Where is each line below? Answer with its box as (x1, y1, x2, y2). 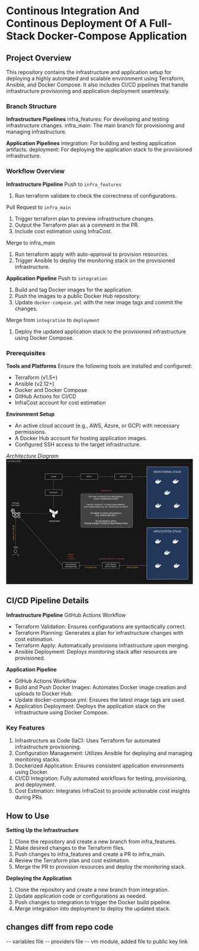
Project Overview (6, 53, 72, 63)
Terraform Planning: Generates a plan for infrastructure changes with (14, 629, 184, 636)
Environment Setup (6, 410, 55, 417)
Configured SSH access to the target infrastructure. (14, 441, 141, 448)
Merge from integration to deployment (6, 316, 100, 323)
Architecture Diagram (6, 452, 59, 460)
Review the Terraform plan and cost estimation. (14, 857, 130, 864)
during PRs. (14, 793, 43, 801)
